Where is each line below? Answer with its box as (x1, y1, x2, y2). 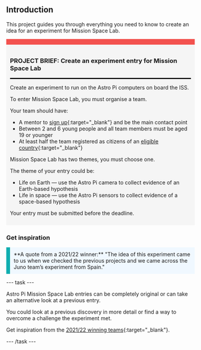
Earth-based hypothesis (19, 185, 78, 193)
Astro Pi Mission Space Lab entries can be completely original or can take (6, 290, 188, 298)
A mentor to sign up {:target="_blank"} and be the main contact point (19, 119, 187, 126)
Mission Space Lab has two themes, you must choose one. (10, 156, 156, 163)
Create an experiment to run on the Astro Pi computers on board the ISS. (10, 84, 190, 92)
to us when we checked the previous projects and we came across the (14, 257, 188, 264)
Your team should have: (10, 107, 69, 114)
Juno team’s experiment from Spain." (14, 263, 105, 271)
